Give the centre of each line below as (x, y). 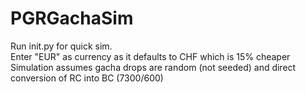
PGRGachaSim (72, 18)
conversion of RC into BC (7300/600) (87, 78)
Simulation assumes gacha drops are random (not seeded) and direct (153, 67)
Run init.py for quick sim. (61, 46)
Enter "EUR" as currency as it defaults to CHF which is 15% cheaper (150, 56)
